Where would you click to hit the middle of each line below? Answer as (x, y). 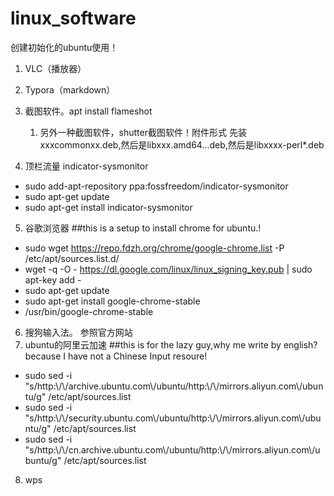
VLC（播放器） (55, 68)
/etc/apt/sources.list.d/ (72, 258)
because (43, 356)
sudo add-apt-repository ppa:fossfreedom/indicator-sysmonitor (156, 186)
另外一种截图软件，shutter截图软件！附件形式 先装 (143, 132)
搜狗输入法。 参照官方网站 (78, 332)
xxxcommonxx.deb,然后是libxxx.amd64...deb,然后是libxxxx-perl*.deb (182, 144)
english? (300, 344)
